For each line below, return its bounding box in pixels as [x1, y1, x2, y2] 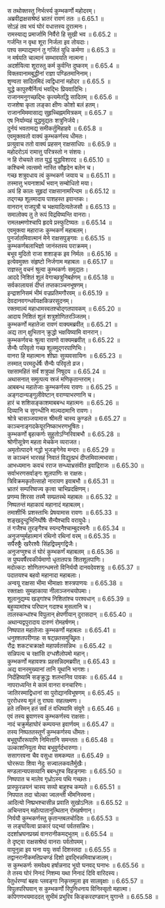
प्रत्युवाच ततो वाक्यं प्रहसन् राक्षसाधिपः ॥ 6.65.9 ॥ [7, 140, 116, 148]
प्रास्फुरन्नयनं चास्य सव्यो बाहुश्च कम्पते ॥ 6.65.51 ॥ [7, 783, 121, 791]
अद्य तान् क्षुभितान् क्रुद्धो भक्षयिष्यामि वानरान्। [7, 328, 103, 336]
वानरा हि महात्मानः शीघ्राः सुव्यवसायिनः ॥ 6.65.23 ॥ [7, 352, 122, 360]
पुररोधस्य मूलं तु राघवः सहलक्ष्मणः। [7, 697, 82, 705]
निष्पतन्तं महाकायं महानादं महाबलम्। [7, 500, 85, 509]
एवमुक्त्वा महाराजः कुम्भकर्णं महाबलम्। [7, 226, 87, 234]
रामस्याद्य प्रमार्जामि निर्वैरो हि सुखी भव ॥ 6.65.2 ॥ [7, 30, 117, 38]
